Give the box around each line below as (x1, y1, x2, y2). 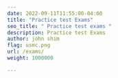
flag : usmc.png (7, 42, 51, 49)
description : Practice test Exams (7, 29, 106, 36)
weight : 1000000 (7, 55, 54, 62)
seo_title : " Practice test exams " (7, 23, 112, 29)
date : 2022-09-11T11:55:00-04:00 (7, 10, 103, 17)
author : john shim (7, 36, 60, 42)
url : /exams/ (7, 49, 45, 55)
